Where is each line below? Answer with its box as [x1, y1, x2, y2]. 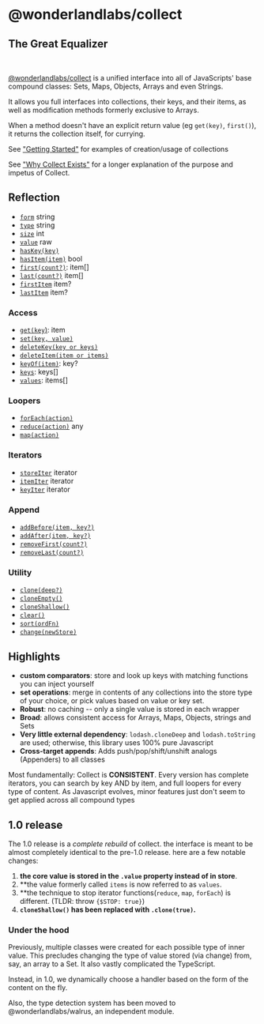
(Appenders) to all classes [19, 755, 105, 764]
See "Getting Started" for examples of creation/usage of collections [8, 145, 229, 153]
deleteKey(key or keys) [19, 344, 99, 352]
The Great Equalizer [8, 37, 108, 51]
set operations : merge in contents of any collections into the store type [19, 687, 253, 697]
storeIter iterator [19, 468, 77, 477]
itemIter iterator [19, 476, 74, 485]
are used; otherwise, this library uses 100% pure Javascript [19, 738, 213, 747]
